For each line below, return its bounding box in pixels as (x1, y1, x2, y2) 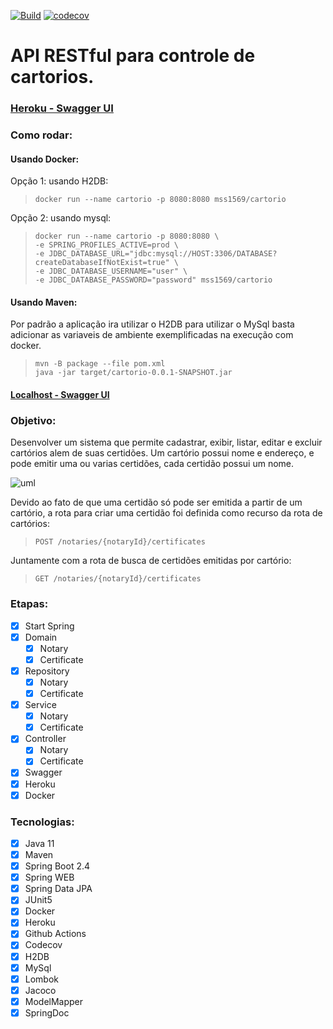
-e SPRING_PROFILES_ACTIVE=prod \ (34, 240, 179, 250)
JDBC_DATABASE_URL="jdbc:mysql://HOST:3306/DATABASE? (48, 249, 278, 259)
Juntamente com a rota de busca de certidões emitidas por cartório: (10, 555, 292, 567)
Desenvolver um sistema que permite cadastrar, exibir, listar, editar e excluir (10, 436, 323, 449)
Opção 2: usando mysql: (10, 212, 112, 224)
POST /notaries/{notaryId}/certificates (34, 537, 206, 547)
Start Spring (24, 620, 75, 632)
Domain (24, 631, 58, 643)
